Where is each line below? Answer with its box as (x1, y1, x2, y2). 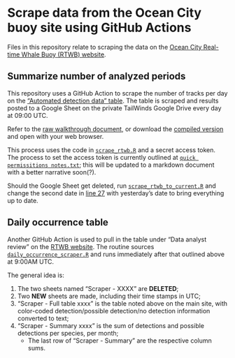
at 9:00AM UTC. (7, 257, 55, 266)
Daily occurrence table (7, 216, 108, 228)
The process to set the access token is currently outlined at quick (7, 153, 196, 161)
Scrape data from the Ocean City (7, 5, 201, 21)
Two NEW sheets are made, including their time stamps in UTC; (17, 292, 201, 300)
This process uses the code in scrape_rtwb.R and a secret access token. (7, 145, 215, 154)
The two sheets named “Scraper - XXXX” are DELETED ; (17, 284, 179, 292)
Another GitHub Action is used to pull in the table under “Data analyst (7, 235, 207, 244)
